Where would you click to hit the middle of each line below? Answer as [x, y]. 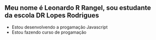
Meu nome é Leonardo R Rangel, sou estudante [78, 8]
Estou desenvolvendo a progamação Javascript [60, 27]
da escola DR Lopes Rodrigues [52, 16]
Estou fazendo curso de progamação [49, 32]
